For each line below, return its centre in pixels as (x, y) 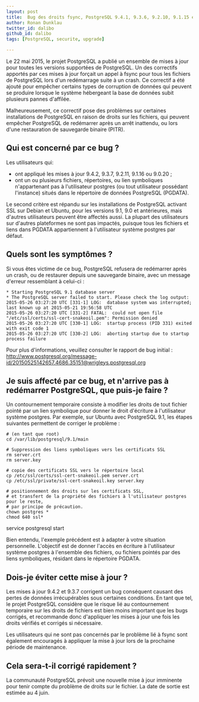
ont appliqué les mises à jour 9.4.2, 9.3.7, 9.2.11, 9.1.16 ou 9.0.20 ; (93, 174)
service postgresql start (35, 528)
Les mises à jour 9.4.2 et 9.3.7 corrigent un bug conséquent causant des (95, 592)
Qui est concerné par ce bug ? (63, 148)
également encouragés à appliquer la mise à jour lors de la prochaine (91, 641)
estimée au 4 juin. (28, 693)
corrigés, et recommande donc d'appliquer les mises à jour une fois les (93, 617)
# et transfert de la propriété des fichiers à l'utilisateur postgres (96, 497)
